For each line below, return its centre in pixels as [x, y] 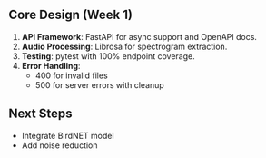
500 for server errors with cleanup [99, 84]
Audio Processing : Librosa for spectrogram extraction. [124, 46]
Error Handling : [51, 65]
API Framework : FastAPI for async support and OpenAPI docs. [139, 36]
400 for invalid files [71, 75]
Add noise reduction [59, 145]
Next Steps [40, 114]
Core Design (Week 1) [71, 15]
